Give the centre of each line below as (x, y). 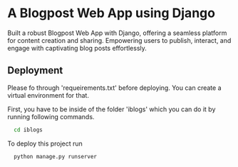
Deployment (35, 70)
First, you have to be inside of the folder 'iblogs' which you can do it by (112, 109)
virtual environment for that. (48, 95)
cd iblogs (28, 130)
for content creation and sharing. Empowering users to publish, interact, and (119, 40)
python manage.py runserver (56, 156)
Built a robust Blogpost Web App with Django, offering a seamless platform (117, 33)
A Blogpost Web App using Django (112, 13)
